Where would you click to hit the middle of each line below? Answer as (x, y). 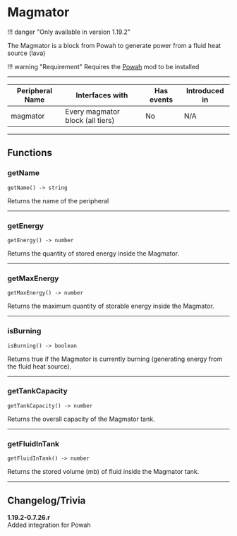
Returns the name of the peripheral (58, 201)
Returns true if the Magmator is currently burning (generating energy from (115, 359)
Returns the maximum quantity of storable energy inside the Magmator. (111, 306)
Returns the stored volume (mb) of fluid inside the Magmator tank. (103, 472)
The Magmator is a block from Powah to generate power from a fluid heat (114, 45)
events (161, 100)
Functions (30, 153)
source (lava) (26, 53)
